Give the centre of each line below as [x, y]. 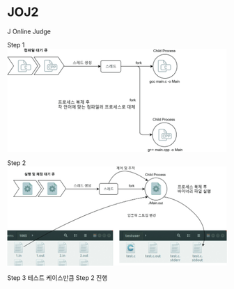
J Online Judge [29, 31]
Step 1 [16, 45]
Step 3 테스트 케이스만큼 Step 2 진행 [57, 278]
